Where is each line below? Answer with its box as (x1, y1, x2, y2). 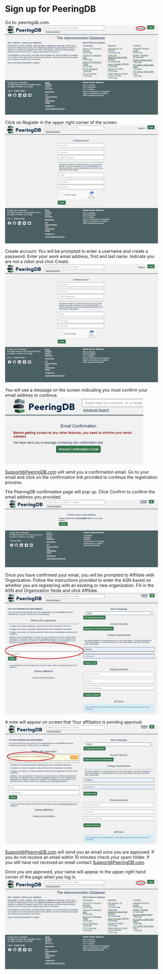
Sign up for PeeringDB (5, 3, 96, 15)
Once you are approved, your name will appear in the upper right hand (5, 869, 146, 875)
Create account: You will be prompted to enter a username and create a (5, 248, 148, 254)
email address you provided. (5, 494, 62, 500)
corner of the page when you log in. (5, 874, 77, 880)
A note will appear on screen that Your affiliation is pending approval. (5, 719, 143, 725)
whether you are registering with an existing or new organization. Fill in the (5, 582, 154, 589)
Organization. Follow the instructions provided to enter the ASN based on (5, 577, 151, 583)
